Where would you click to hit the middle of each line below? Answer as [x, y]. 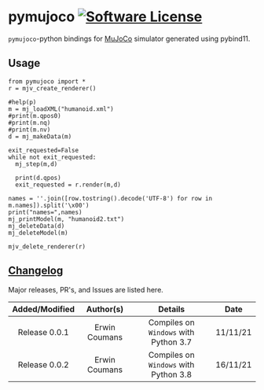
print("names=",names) [45, 212]
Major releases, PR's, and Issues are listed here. [86, 289]
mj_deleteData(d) [37, 226]
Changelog [36, 271]
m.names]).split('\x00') [49, 205]
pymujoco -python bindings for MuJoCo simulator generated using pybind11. [129, 39]
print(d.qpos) [38, 178]
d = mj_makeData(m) [40, 136]
